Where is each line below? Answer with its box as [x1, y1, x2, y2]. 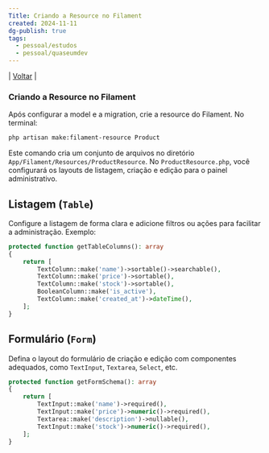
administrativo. [8, 174, 58, 183]
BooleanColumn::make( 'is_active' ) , [37, 287, 157, 296]
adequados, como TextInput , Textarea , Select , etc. [8, 362, 178, 372]
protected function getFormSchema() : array [8, 377, 157, 386]
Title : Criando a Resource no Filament [8, 11, 143, 20]
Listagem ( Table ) [8, 197, 94, 211]
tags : [8, 34, 27, 43]
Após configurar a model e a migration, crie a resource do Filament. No [8, 109, 244, 119]
